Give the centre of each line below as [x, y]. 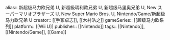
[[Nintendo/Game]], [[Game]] [36, 32]
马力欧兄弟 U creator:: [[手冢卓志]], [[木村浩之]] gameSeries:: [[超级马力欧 [82, 20]
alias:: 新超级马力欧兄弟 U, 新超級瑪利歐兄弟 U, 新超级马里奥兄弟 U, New [81, 7]
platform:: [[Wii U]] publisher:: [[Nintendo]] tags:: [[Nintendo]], [80, 26]
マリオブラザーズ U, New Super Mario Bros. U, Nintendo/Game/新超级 [92, 14]
